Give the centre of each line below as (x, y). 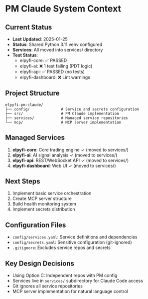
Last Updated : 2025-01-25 (40, 39)
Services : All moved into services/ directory (58, 50)
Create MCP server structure (42, 198)
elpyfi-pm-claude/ (24, 105)
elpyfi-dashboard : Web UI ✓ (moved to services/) (64, 165)
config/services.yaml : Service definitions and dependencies (75, 237)
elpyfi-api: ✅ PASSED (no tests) (52, 71)
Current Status (29, 27)
